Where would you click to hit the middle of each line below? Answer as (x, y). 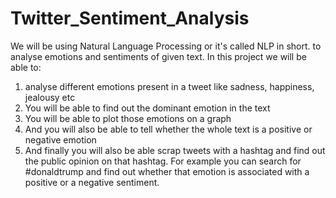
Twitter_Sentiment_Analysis (130, 18)
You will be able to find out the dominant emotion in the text (147, 108)
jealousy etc (50, 97)
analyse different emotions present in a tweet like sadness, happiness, (169, 86)
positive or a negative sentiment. (92, 182)
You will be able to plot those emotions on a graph (128, 118)
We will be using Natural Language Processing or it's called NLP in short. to (166, 46)
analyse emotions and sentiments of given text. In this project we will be (158, 56)
